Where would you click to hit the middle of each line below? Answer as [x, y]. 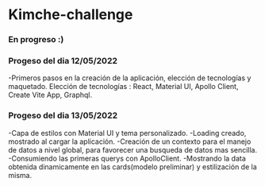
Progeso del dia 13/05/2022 [63, 115]
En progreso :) [36, 40]
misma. [20, 175]
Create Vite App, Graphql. [50, 95]
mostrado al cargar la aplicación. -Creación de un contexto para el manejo [130, 141]
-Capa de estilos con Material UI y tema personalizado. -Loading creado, [127, 133]
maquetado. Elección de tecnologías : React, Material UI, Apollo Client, [123, 87]
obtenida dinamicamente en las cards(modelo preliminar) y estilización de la [133, 167]
